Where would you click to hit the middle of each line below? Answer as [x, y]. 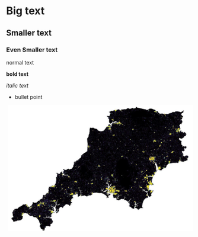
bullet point [28, 97]
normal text [20, 62]
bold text [17, 74]
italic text [17, 85]
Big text [25, 11]
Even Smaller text [32, 50]
